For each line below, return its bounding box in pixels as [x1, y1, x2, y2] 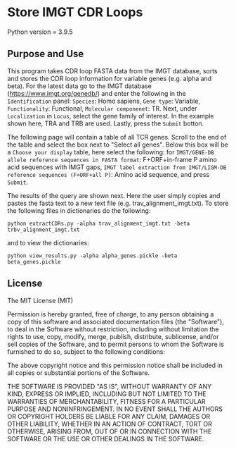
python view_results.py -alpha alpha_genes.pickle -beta [7, 252, 178, 259]
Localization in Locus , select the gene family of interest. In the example [7, 111, 214, 120]
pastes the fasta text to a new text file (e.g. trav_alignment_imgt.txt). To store [7, 199, 229, 207]
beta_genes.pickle [7, 258, 61, 265]
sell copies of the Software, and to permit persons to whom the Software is [7, 340, 225, 348]
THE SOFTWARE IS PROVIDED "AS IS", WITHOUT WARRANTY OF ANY [7, 382, 212, 390]
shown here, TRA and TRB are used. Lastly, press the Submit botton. [7, 119, 204, 128]
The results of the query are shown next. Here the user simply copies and [7, 191, 221, 199]
